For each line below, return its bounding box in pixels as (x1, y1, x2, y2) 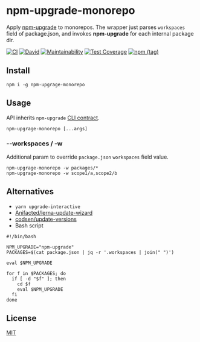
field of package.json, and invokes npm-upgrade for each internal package (6, 30, 195, 37)
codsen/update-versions (15, 215, 77, 223)
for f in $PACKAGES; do (6, 270, 66, 276)
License (6, 313, 37, 323)
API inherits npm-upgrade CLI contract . (6, 114, 100, 121)
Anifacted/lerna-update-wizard (15, 209, 93, 216)
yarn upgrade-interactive (15, 203, 80, 210)
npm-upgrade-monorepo (6, 4, 135, 17)
